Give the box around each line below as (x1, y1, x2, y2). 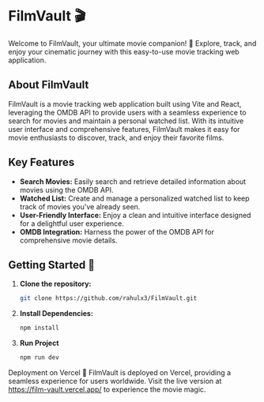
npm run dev (19, 354, 59, 362)
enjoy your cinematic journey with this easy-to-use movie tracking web (8, 47, 239, 56)
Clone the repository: (19, 279, 92, 289)
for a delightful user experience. (19, 219, 125, 228)
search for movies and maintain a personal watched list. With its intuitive (8, 116, 244, 126)
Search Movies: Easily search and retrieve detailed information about (19, 176, 247, 186)
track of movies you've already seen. (19, 201, 141, 211)
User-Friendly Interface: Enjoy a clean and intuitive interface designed (19, 210, 251, 220)
